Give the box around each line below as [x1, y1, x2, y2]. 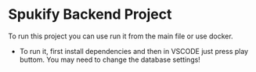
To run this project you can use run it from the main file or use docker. [8, 31, 233, 41]
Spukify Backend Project [8, 5, 172, 23]
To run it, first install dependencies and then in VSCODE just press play [19, 46, 249, 56]
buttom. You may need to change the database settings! [19, 55, 201, 64]
